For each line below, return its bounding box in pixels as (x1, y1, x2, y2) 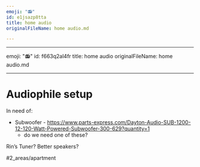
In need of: (6, 108, 33, 115)
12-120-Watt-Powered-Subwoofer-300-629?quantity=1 (14, 125, 150, 133)
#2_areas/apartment (6, 155, 57, 162)
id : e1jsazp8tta (6, 14, 46, 20)
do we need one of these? (23, 131, 88, 138)
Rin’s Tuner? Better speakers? (6, 143, 79, 150)
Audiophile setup (6, 87, 93, 101)
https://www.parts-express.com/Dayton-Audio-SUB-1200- (46, 119, 191, 126)
